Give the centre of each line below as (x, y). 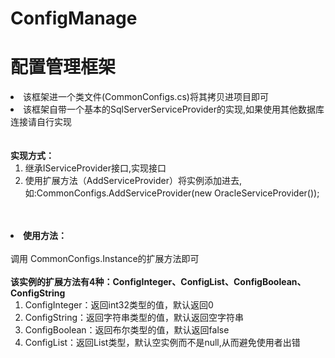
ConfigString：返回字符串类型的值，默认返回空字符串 (134, 318)
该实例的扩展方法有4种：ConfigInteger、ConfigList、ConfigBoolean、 (158, 282)
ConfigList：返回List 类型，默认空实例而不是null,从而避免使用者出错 (162, 343)
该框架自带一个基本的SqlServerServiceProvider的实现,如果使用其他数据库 (174, 109)
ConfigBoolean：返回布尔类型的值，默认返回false (127, 330)
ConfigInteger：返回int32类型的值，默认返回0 (119, 305)
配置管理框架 (63, 67)
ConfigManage (74, 18)
